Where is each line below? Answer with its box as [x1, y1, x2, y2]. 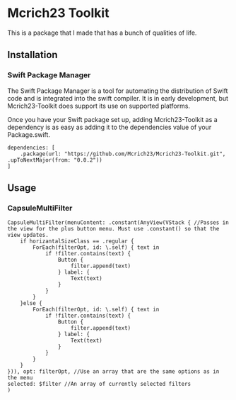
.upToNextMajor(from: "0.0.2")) [7, 156, 102, 164]
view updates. [7, 232, 49, 239]
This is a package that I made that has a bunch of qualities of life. [7, 28, 197, 37]
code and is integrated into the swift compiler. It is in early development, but [7, 94, 228, 102]
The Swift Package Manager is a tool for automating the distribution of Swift [7, 87, 228, 95]
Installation [7, 49, 58, 61]
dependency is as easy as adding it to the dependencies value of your [7, 123, 212, 131]
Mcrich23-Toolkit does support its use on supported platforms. [7, 101, 191, 110]
